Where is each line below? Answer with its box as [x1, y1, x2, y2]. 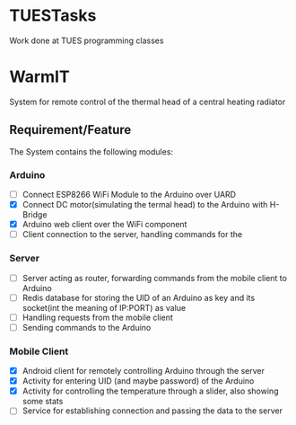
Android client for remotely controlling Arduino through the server [22, 366, 266, 376]
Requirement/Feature [9, 122, 132, 137]
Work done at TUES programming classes [9, 35, 164, 46]
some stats [22, 396, 64, 407]
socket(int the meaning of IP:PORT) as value [22, 302, 187, 313]
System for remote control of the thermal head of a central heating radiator [9, 96, 286, 107]
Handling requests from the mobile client [22, 312, 173, 323]
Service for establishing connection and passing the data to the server [22, 405, 283, 416]
